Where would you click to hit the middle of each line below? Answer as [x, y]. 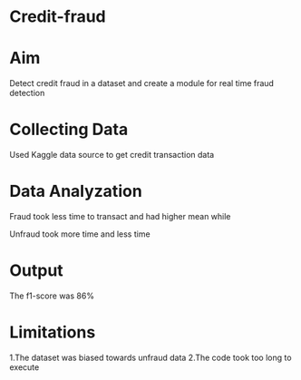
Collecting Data [69, 130]
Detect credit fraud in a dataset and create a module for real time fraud [142, 83]
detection [27, 93]
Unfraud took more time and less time [80, 234]
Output [36, 271]
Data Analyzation [76, 191]
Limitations [53, 332]
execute [24, 367]
